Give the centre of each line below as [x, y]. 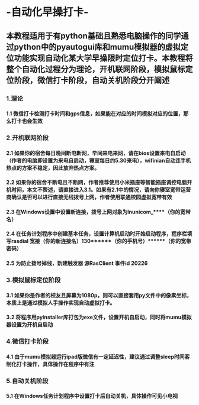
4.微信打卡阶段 [28, 342]
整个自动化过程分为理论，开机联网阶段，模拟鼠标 [96, 69]
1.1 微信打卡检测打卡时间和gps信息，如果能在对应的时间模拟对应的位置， [95, 114]
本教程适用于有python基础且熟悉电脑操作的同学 [94, 36]
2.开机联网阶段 [27, 138]
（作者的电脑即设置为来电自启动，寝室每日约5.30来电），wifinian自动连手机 [99, 160]
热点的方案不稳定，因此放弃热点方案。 [53, 168]
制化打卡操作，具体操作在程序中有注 [50, 364]
